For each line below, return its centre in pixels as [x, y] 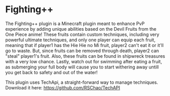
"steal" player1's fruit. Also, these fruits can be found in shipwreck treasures [85, 56]
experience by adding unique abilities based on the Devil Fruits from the [81, 29]
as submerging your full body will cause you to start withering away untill [82, 67]
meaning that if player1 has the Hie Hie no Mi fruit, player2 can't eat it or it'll [84, 45]
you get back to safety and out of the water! [52, 72]
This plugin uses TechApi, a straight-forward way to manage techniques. [82, 82]
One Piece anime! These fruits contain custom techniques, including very [82, 34]
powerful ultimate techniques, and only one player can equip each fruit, [80, 40]
